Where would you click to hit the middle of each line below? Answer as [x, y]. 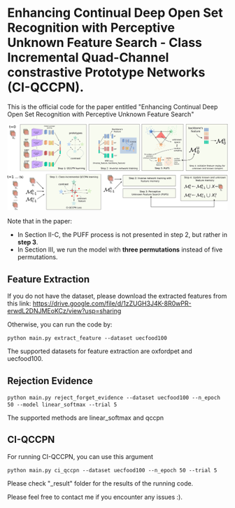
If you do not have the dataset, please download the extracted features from [117, 296]
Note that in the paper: [40, 221]
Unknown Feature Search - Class [105, 43]
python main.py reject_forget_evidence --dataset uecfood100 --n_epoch [114, 397]
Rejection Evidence [50, 381]
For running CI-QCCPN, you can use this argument [80, 456]
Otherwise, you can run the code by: [60, 324]
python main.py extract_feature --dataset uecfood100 [87, 338]
